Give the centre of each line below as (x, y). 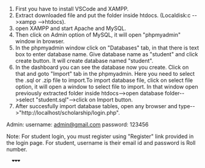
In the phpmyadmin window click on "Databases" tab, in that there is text (107, 48)
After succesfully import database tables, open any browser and (96, 106)
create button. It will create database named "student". (84, 61)
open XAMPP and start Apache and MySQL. (71, 28)
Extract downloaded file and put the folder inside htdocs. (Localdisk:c (103, 15)
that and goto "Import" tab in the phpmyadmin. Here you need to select (105, 74)
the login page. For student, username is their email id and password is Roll (101, 143)
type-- (187, 106)
